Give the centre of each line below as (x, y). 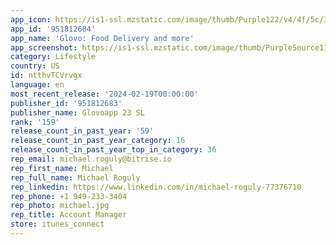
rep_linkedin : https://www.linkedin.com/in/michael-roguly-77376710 (156, 187)
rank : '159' (35, 122)
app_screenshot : (44, 47)
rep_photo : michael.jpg (60, 206)
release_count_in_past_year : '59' (82, 131)
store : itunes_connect (57, 224)
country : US (35, 66)
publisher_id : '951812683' (66, 103)
